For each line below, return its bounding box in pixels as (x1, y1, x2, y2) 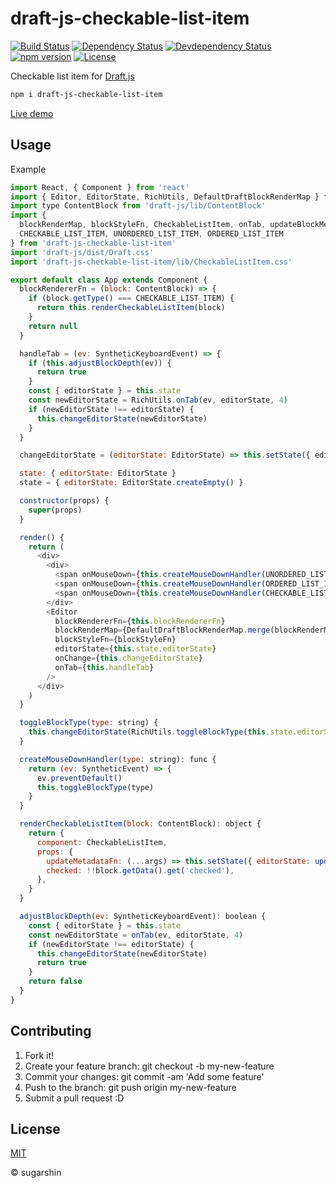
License (10, 1120, 61, 1137)
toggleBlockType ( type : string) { (19, 718, 159, 728)
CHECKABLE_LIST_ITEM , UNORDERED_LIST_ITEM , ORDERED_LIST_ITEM (19, 229, 284, 239)
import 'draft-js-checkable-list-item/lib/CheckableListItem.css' (10, 257, 293, 267)
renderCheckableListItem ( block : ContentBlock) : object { (19, 819, 262, 829)
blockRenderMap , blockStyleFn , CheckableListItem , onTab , (19, 220, 267, 230)
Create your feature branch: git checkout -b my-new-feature (24, 1060, 275, 1072)
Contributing (10, 1023, 92, 1040)
